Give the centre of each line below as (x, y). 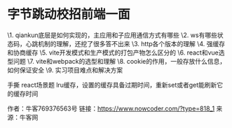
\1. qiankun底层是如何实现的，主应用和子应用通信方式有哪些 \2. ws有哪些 (112, 35)
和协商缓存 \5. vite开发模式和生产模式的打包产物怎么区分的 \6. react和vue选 (116, 52)
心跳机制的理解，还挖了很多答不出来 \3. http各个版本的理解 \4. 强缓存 (125, 43)
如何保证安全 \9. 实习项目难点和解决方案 (65, 70)
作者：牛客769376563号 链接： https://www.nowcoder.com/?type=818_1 (111, 108)
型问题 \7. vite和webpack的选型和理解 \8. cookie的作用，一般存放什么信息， (117, 61)
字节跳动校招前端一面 (69, 14)
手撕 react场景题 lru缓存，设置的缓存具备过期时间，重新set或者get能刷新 (112, 85)
